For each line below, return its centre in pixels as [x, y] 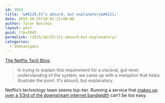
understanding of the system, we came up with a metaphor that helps [88, 75]
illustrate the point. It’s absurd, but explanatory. [65, 80]
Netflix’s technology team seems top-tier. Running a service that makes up [81, 90]
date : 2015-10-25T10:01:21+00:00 [40, 19]
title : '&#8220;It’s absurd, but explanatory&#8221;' [62, 14]
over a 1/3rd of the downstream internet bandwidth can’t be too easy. [76, 95]
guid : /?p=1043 [21, 33]
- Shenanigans [24, 46]
